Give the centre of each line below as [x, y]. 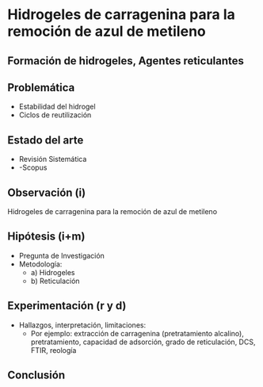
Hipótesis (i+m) [46, 237]
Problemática [41, 88]
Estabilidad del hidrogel [57, 107]
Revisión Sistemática [53, 159]
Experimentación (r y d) [67, 306]
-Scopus [33, 167]
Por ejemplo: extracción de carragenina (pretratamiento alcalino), [137, 333]
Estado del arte [46, 140]
